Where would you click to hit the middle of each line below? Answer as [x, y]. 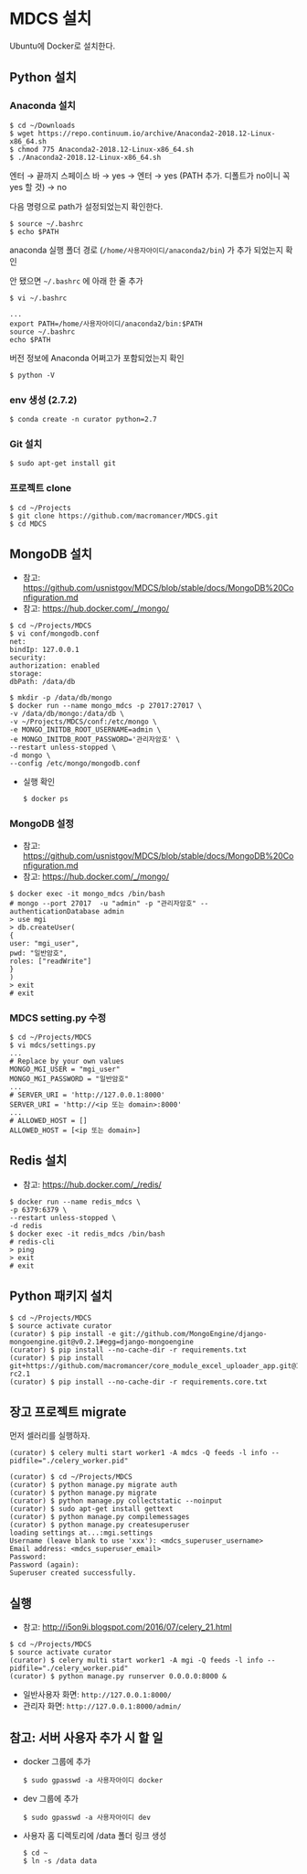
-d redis [26, 1226]
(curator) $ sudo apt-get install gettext [91, 1509]
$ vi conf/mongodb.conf [55, 634]
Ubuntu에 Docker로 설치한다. [63, 46]
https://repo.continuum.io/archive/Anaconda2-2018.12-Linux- [157, 134]
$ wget [22, 134]
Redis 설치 [38, 1161]
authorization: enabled [55, 666]
